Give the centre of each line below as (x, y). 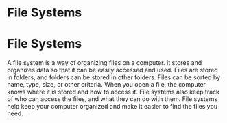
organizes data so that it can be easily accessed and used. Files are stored (112, 70)
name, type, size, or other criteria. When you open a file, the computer (106, 85)
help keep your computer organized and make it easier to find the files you (112, 107)
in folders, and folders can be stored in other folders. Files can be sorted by (114, 77)
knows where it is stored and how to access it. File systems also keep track (113, 92)
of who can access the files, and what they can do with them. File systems (112, 99)
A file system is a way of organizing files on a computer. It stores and (105, 63)
